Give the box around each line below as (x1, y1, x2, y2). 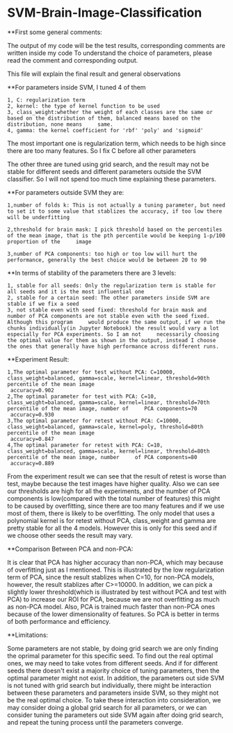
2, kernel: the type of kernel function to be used (7, 102, 160, 109)
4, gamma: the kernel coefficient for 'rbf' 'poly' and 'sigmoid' (7, 127, 204, 134)
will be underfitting (7, 214, 70, 220)
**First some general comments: (7, 28, 102, 36)
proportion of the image (7, 238, 92, 245)
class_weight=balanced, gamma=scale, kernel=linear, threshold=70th (7, 398, 210, 406)
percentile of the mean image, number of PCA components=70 (7, 405, 198, 412)
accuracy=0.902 (10, 387, 54, 394)
